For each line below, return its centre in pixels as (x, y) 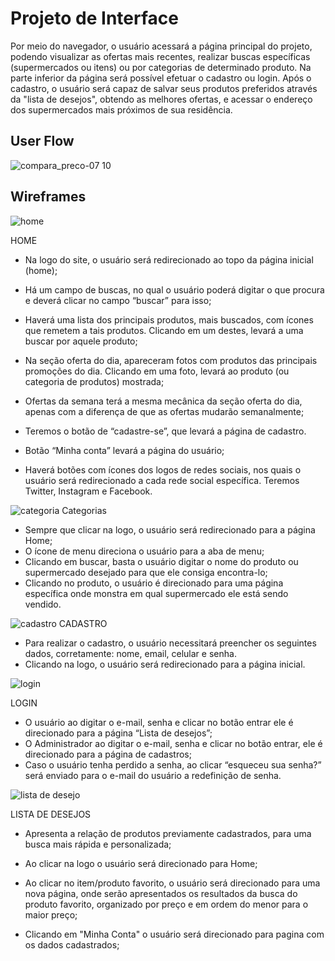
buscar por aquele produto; (81, 341)
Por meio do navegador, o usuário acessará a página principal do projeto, (161, 46)
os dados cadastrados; (72, 944)
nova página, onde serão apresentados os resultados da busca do (161, 893)
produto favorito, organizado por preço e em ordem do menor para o (166, 904)
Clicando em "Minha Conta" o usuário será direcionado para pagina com (174, 934)
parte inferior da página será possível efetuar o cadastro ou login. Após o (161, 78)
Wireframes (48, 197)
